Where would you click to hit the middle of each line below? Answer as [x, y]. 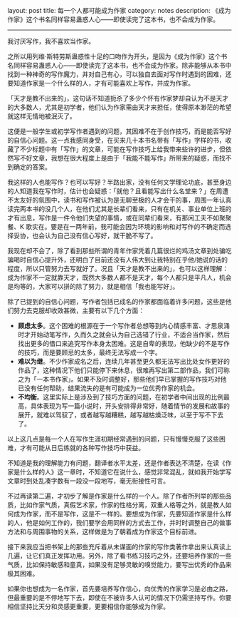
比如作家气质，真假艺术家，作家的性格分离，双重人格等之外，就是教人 [122, 505]
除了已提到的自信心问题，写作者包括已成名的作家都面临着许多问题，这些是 [116, 301]
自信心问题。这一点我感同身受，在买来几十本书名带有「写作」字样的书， [119, 140]
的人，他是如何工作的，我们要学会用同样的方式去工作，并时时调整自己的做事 [119, 522]
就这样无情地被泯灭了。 [42, 116]
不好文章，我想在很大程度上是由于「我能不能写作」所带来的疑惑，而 [119, 158]
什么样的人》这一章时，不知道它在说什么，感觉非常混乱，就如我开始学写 [126, 472]
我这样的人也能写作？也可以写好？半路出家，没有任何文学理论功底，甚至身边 [119, 182]
